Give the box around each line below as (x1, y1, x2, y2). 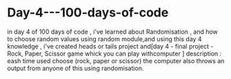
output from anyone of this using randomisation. (7, 64, 144, 72)
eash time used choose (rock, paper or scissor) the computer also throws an (7, 56, 225, 65)
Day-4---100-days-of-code (7, 5, 169, 21)
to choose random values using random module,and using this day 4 (7, 34, 202, 43)
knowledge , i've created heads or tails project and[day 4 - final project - (7, 42, 214, 50)
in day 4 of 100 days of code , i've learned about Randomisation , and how (7, 27, 219, 36)
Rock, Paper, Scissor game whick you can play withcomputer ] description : (7, 49, 222, 58)
